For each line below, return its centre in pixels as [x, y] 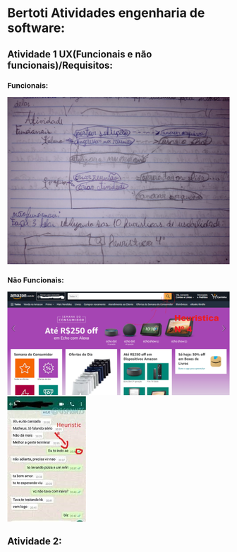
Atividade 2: [35, 542]
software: [36, 28]
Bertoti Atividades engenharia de [106, 13]
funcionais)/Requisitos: [60, 65]
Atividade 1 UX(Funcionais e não [80, 54]
